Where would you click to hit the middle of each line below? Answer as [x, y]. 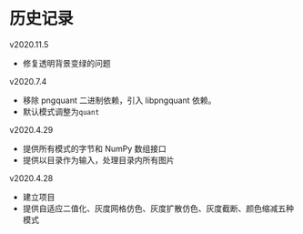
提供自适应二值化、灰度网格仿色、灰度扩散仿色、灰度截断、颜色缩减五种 [158, 208]
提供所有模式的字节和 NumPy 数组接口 [94, 148]
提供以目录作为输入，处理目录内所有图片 [98, 159]
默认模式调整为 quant [61, 111]
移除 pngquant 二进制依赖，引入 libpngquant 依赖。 [119, 100]
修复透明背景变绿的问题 [66, 63]
